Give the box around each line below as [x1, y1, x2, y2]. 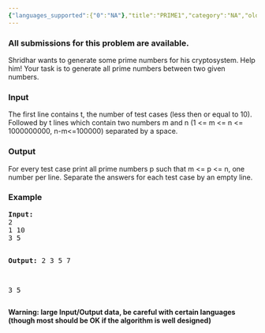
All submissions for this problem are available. [8, 37, 189, 48]
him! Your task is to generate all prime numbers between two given [8, 64, 226, 73]
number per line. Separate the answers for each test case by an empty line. [8, 172, 253, 182]
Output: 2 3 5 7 [8, 256, 71, 265]
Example [8, 192, 43, 203]
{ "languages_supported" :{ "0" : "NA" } [8, 11, 125, 20]
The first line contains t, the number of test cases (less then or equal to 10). [8, 109, 252, 119]
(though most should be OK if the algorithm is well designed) [8, 316, 211, 325]
